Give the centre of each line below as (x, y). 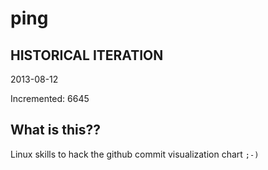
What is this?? (55, 130)
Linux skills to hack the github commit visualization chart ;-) (135, 154)
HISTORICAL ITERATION (87, 55)
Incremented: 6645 (50, 98)
